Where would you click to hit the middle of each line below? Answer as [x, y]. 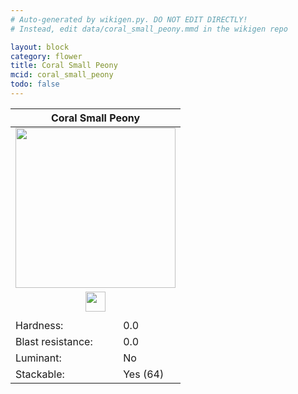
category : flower [46, 56]
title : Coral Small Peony [64, 66]
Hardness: [39, 326]
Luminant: [38, 358]
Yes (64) [144, 374]
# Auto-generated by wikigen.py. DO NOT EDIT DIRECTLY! [129, 19]
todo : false [35, 84]
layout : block [40, 47]
